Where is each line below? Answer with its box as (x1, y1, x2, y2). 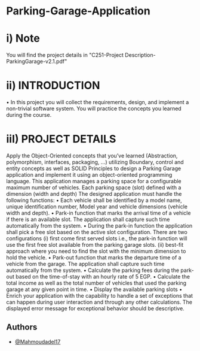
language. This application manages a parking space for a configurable (6, 178, 182, 184)
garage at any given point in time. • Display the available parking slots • (6, 286, 183, 293)
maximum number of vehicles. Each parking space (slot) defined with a (6, 184, 181, 191)
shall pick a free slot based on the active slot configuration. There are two (6, 229, 188, 235)
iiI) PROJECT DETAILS (6, 132, 116, 146)
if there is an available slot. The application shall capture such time (6, 216, 170, 223)
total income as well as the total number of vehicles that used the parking (6, 280, 187, 286)
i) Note (6, 32, 40, 46)
